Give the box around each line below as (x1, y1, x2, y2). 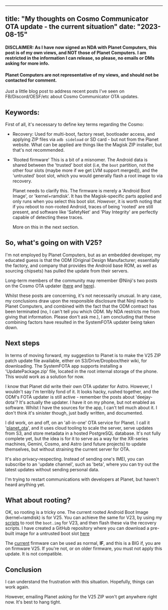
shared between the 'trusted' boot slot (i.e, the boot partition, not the (12, 162, 154, 168)
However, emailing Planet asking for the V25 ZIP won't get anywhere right (5, 594, 157, 600)
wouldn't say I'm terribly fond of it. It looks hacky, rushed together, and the (5, 389, 159, 395)
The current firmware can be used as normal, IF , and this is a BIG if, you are (5, 540, 161, 546)
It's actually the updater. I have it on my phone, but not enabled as (19, 399, 155, 405)
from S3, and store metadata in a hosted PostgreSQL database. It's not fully (5, 430, 161, 436)
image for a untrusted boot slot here (15, 530, 90, 536)
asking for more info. (5, 60, 50, 66)
